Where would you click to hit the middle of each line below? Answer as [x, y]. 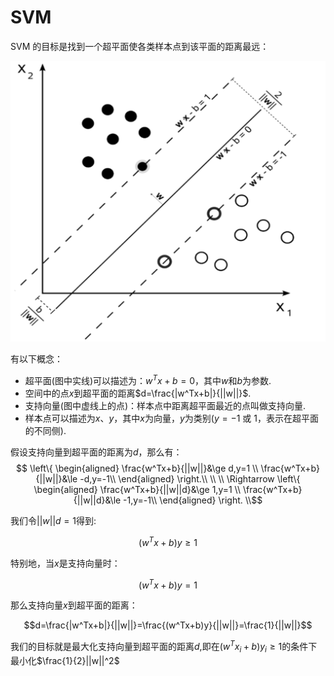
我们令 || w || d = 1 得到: [53, 520]
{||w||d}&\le [97, 500]
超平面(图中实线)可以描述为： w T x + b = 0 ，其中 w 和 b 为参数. [148, 379]
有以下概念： [36, 359]
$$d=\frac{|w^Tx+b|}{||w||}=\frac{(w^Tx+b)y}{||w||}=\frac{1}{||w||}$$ [168, 625]
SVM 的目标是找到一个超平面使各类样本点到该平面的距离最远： [140, 46]
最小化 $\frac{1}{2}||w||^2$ [65, 660]
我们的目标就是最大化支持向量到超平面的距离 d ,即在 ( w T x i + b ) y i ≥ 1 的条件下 [164, 647]
